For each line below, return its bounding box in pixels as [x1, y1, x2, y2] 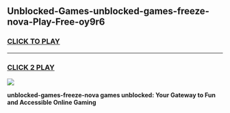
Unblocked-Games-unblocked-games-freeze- [7, 5, 210, 17]
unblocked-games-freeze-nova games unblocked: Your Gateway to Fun [7, 90, 216, 99]
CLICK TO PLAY [7, 37, 60, 47]
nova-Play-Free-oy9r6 [7, 16, 105, 28]
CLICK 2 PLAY [7, 62, 55, 72]
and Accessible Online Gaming [7, 98, 97, 106]
